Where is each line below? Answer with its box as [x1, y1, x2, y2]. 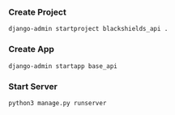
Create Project [8, 6, 66, 18]
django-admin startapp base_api [8, 62, 117, 70]
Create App [8, 44, 55, 55]
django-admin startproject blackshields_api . [8, 25, 169, 33]
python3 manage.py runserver [8, 99, 107, 107]
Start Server [8, 80, 58, 92]
